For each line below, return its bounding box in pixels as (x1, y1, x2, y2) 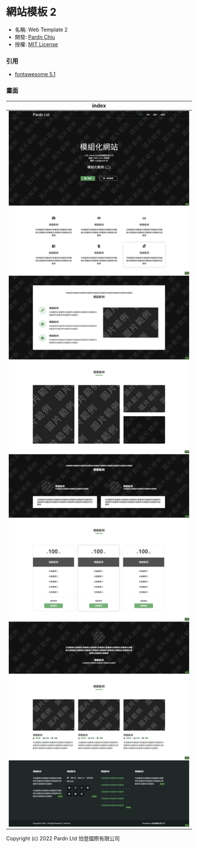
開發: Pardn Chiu (14, 33, 55, 40)
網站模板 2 (6, 5, 57, 19)
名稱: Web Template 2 (14, 26, 68, 33)
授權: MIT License (14, 41, 58, 48)
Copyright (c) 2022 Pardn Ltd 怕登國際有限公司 (6, 835, 120, 842)
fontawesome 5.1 (14, 71, 56, 78)
